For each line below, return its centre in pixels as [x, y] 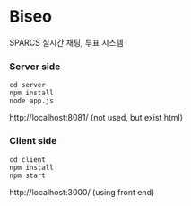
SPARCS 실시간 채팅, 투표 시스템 [66, 42]
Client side [33, 141]
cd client [28, 159]
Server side [35, 67]
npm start [28, 175]
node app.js [31, 101]
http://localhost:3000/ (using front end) [82, 192]
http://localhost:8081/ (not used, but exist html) [96, 118]
